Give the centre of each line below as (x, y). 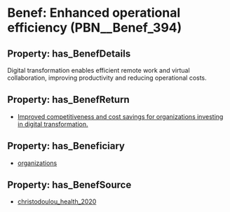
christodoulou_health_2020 (57, 202)
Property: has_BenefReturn (68, 100)
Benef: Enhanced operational (94, 13)
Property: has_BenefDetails (69, 54)
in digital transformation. (53, 124)
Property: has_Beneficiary (66, 146)
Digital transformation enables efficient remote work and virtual (99, 70)
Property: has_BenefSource (69, 185)
